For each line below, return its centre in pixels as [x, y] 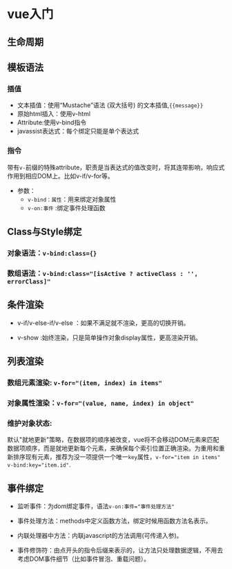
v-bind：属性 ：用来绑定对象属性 [72, 199]
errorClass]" [29, 281]
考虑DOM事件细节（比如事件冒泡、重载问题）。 [84, 559]
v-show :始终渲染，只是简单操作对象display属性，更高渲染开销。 [109, 337]
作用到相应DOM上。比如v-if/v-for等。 [60, 176]
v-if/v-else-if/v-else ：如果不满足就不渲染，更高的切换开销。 [103, 323]
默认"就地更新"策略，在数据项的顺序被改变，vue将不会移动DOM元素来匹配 [113, 440]
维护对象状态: [30, 423]
